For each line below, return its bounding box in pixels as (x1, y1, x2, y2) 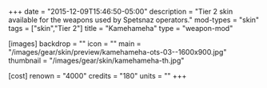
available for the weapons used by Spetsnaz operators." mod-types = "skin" (8, 15, 260, 25)
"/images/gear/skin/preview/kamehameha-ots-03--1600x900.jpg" (8, 48, 227, 56)
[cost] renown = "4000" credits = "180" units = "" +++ (8, 71, 187, 80)
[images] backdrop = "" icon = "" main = (8, 39, 141, 48)
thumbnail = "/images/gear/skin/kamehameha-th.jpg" (8, 55, 185, 65)
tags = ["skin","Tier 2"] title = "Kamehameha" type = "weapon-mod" (8, 24, 233, 33)
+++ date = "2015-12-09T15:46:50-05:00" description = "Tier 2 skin (8, 7, 233, 16)
